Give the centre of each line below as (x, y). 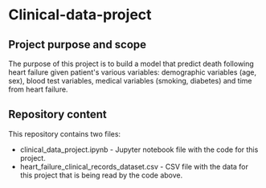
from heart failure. (38, 89)
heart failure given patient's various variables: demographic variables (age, (133, 72)
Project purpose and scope (78, 45)
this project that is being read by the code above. (101, 175)
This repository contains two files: (65, 133)
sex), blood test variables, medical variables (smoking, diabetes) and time (130, 81)
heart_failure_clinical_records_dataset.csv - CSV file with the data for (134, 166)
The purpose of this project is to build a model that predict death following (131, 63)
